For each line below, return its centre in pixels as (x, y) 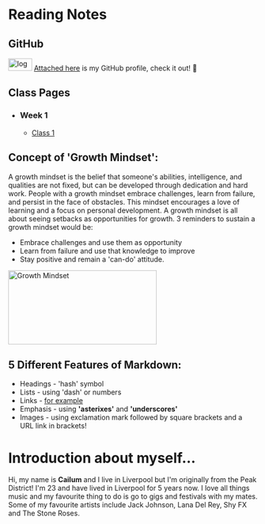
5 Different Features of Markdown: (95, 365)
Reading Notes (58, 15)
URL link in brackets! (53, 426)
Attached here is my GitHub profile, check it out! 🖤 (115, 68)
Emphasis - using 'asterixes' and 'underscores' (98, 409)
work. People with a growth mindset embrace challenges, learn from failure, (132, 193)
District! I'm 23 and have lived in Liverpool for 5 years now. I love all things (129, 488)
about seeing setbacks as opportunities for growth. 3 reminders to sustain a (132, 218)
